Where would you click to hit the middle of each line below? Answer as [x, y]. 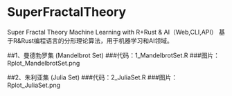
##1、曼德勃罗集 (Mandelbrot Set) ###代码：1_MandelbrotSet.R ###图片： [114, 55]
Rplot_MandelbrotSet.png [44, 63]
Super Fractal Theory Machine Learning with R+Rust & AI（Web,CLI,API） [112, 32]
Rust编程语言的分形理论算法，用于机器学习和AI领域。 [97, 40]
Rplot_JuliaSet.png [34, 85]
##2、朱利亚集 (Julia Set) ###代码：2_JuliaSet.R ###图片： [92, 77]
